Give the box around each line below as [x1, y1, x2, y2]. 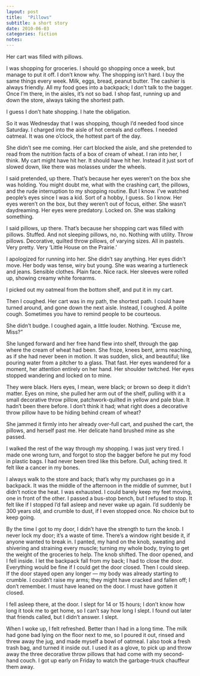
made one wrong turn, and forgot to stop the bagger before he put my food [6, 451, 191, 458]
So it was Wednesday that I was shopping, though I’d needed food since [6, 120, 184, 126]
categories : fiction [6, 31, 58, 37]
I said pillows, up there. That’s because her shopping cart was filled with [6, 225, 184, 231]
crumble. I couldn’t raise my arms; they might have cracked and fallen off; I [6, 577, 190, 583]
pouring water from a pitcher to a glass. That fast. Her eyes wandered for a [6, 359, 191, 366]
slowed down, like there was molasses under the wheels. [6, 163, 146, 170]
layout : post [6, 8, 39, 15]
